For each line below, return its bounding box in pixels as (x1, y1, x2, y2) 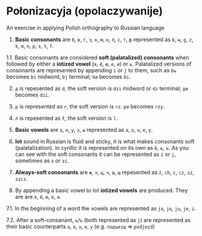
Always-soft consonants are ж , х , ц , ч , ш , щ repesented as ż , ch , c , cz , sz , (14, 169, 195, 176)
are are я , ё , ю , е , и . (14, 193, 62, 200)
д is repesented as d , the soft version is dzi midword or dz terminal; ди (14, 84, 189, 92)
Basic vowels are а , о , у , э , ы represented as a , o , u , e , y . (14, 126, 153, 133)
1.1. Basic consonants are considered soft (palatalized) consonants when (6, 54, 190, 61)
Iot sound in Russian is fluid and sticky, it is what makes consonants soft (14, 137, 195, 145)
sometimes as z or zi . (14, 157, 69, 164)
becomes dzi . (14, 91, 50, 98)
